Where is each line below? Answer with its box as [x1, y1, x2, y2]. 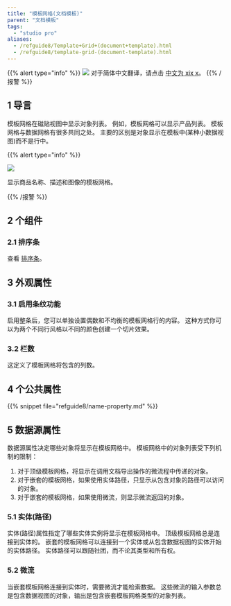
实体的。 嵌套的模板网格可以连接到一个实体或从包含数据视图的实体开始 [19, 538, 222, 546]
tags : [7, 23, 23, 30]
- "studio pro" [13, 29, 58, 37]
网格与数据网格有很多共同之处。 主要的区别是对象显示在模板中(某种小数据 [7, 128, 219, 136]
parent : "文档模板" [7, 17, 60, 24]
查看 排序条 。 [7, 254, 46, 263]
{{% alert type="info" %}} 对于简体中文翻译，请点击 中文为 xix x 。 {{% [7, 69, 218, 77]
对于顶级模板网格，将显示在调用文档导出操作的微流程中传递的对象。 [17, 467, 212, 475]
